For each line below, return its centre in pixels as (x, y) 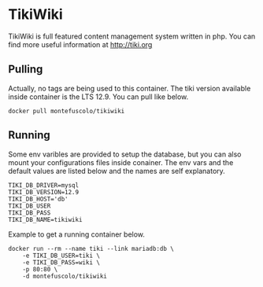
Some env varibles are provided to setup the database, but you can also (125, 154)
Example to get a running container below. (77, 234)
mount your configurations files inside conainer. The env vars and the (121, 162)
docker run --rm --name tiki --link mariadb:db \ (91, 248)
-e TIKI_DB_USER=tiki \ (61, 256)
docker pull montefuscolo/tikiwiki (67, 111)
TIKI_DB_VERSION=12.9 (44, 192)
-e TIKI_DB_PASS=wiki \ (61, 262)
